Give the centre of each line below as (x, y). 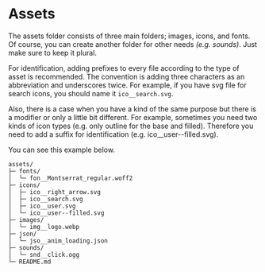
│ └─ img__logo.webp (44, 227)
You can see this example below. (61, 150)
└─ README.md (30, 262)
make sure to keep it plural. (53, 52)
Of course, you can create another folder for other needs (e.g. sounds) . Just (133, 44)
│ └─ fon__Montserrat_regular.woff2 (71, 178)
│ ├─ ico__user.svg (42, 206)
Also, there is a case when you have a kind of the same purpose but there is (132, 109)
